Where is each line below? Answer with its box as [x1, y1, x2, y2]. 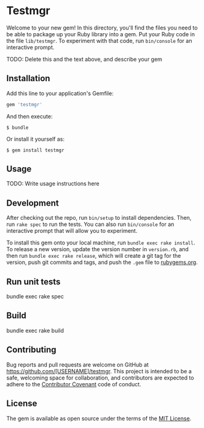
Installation [6, 73, 50, 84]
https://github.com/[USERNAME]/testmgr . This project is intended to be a [6, 367, 192, 375]
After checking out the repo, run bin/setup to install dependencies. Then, [6, 214, 192, 222]
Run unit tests [6, 276, 61, 287]
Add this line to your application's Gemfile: [6, 90, 114, 97]
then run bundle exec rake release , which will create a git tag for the [6, 252, 181, 260]
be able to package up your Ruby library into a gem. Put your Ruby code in [6, 30, 195, 37]
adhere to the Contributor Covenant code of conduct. [6, 380, 141, 387]
